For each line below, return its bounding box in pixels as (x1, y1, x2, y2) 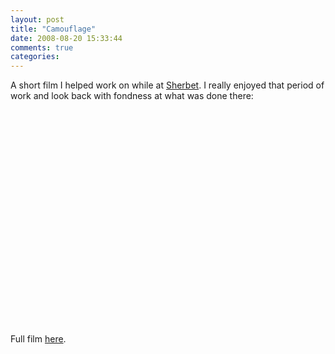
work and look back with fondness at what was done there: (10, 90, 254, 102)
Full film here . (10, 333, 67, 345)
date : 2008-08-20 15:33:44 (10, 33, 123, 43)
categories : (10, 52, 60, 62)
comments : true (10, 42, 74, 53)
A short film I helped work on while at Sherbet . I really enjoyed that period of (10, 79, 325, 91)
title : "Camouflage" (10, 24, 97, 34)
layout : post (10, 14, 65, 25)
